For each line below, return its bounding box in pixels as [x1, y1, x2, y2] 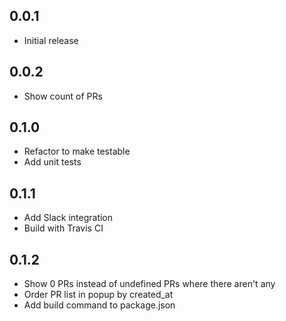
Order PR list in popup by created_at [23, 289, 174, 301]
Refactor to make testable [23, 145, 131, 158]
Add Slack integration [23, 212, 114, 224]
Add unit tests [23, 156, 82, 168]
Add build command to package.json [23, 299, 176, 311]
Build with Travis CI [23, 222, 104, 234]
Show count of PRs [23, 90, 103, 102]
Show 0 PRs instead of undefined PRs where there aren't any [23, 278, 276, 290]
